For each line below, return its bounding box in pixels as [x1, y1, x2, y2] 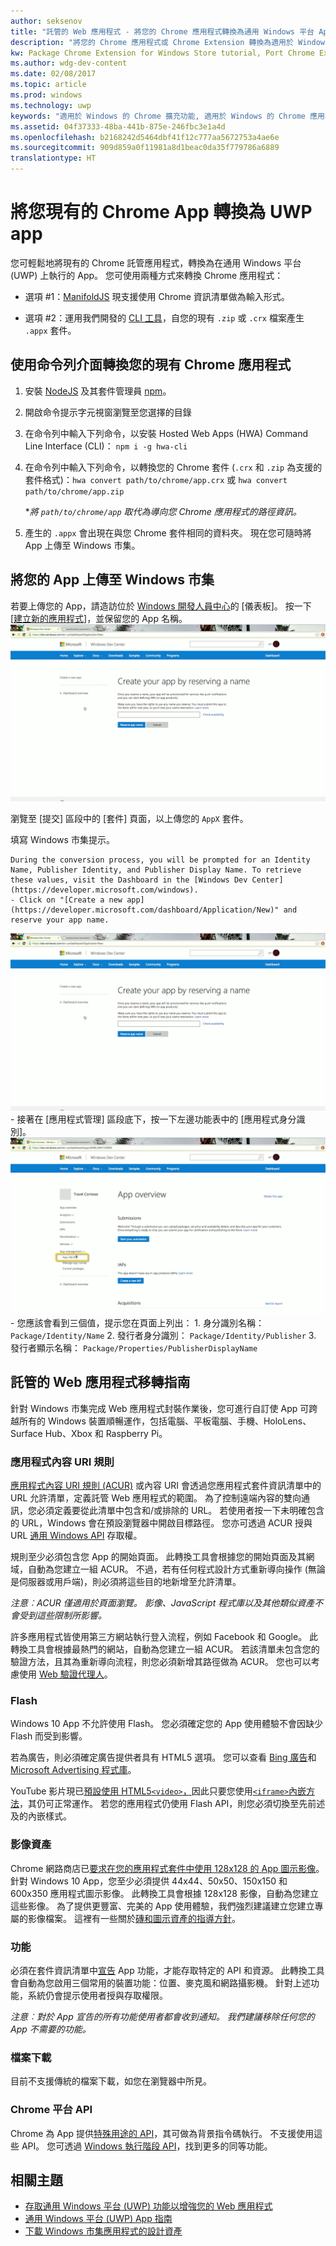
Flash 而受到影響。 [10, 1730, 88, 1742]
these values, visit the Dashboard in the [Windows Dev [10, 875, 248, 885]
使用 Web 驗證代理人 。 [18, 1668, 113, 1680]
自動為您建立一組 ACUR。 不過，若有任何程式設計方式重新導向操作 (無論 [27, 1563, 326, 1575]
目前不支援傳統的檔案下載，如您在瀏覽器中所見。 [10, 2075, 212, 2087]
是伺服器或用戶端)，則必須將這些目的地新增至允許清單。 [10, 1576, 242, 1588]
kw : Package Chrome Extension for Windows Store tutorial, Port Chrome [10, 48, 315, 58]
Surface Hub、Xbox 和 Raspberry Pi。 [10, 1427, 168, 1439]
